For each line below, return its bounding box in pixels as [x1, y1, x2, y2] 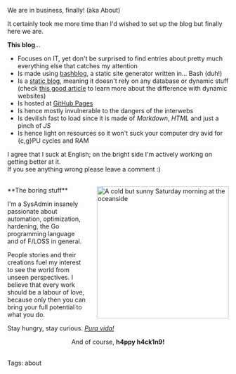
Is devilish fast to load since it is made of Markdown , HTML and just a [17, 114, 219, 122]
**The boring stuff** [7, 186, 68, 194]
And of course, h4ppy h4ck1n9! [71, 337, 165, 346]
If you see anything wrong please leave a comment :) [7, 165, 161, 173]
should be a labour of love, [7, 288, 85, 296]
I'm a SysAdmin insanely [7, 200, 79, 208]
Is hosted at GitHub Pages [17, 99, 93, 108]
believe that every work [7, 280, 76, 289]
